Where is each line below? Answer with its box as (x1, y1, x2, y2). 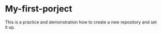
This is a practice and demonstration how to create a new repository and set (5, 19, 157, 25)
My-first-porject (5, 3, 73, 14)
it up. (5, 24, 15, 30)
